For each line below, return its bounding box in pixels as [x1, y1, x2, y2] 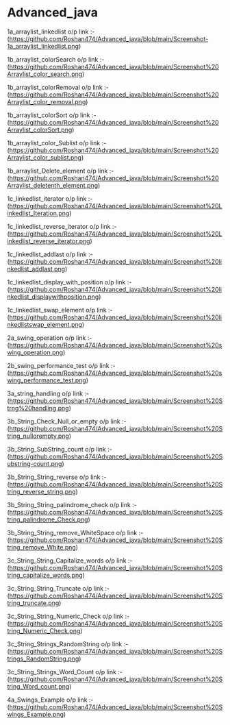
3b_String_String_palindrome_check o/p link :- [7, 500, 137, 508]
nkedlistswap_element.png [7, 320, 83, 328]
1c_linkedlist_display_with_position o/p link [7, 278, 126, 286]
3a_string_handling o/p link [7, 389, 84, 397]
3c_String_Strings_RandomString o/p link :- [7, 639, 129, 648]
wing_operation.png [7, 348, 64, 356]
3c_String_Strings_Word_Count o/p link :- [7, 667, 123, 676]
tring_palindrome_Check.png [7, 515, 88, 524]
